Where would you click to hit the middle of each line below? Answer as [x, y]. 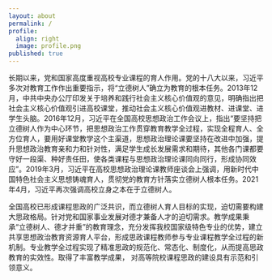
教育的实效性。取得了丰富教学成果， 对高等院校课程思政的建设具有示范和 [130, 257]
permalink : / [30, 24]
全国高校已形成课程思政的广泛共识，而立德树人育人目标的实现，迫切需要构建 [136, 207]
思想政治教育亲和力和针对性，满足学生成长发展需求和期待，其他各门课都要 [139, 149]
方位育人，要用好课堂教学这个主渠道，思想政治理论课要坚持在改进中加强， [132, 138]
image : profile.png [49, 46]
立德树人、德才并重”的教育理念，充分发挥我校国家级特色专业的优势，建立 [141, 227]
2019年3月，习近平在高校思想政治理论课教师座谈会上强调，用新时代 [139, 169]
